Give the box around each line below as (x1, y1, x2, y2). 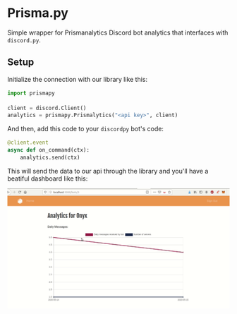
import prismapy (7, 90, 55, 97)
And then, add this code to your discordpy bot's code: (7, 125, 164, 133)
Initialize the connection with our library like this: (7, 75, 148, 83)
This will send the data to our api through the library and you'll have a (7, 167, 209, 175)
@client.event (7, 139, 49, 146)
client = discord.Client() (7, 104, 87, 111)
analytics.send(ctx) (20, 154, 80, 161)
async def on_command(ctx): (7, 147, 90, 154)
